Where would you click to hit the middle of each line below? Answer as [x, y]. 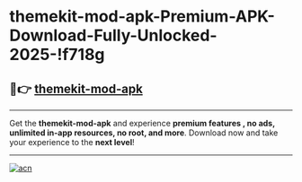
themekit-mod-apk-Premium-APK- [142, 17]
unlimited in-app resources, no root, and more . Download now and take [144, 133]
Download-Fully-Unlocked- [113, 35]
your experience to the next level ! [72, 142]
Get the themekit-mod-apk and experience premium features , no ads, [142, 123]
